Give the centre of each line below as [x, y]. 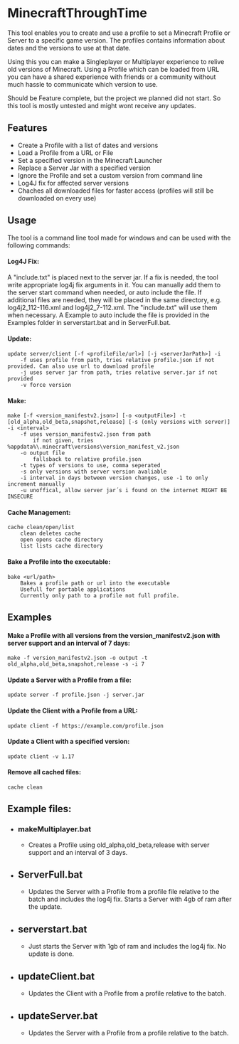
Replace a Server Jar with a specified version [84, 168]
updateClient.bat [56, 976]
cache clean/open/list [41, 528]
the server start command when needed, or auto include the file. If [105, 292]
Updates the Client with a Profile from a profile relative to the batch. [127, 994]
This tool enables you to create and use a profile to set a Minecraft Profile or [119, 33]
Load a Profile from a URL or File [65, 153]
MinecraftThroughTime [77, 13]
